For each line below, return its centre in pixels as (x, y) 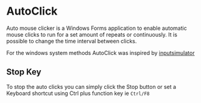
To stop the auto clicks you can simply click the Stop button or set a (91, 87)
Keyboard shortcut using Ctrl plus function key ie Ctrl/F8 (78, 93)
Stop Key (24, 72)
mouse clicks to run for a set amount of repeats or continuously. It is (92, 34)
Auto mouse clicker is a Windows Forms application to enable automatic (97, 28)
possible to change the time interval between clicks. (72, 41)
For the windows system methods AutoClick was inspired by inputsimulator (100, 52)
